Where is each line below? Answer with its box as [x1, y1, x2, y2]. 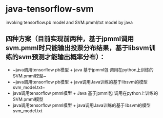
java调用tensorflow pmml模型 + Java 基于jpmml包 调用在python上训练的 [12, 90, 158, 96]
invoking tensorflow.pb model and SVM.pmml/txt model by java [5, 19, 133, 25]
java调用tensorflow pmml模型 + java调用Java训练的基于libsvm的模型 [12, 102, 151, 108]
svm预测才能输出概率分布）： [18, 53, 106, 61]
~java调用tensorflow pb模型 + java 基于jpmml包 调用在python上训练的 [12, 67, 154, 72]
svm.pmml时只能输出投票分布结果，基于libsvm [5, 44, 149, 52]
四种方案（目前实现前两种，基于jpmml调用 [5, 35, 134, 43]
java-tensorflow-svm [5, 3, 94, 15]
